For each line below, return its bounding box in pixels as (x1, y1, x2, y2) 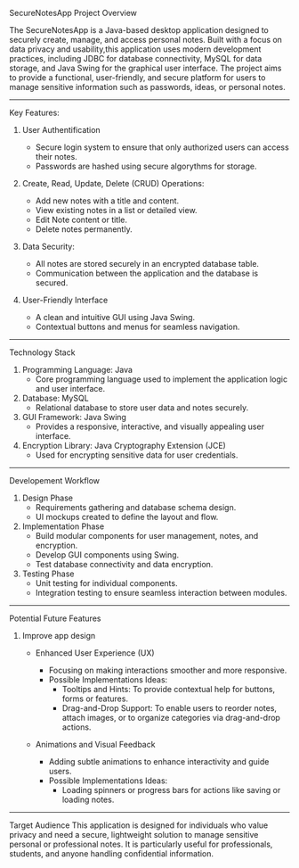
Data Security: (21, 241, 76, 252)
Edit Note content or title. (35, 214, 127, 225)
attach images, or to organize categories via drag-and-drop (61, 713, 280, 723)
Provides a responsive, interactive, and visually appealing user (35, 421, 265, 432)
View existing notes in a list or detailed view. (35, 205, 198, 215)
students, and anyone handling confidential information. (9, 848, 214, 859)
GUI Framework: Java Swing (21, 412, 127, 422)
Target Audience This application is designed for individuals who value (9, 820, 269, 831)
